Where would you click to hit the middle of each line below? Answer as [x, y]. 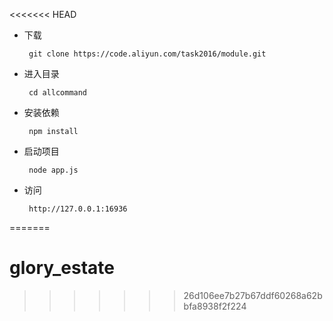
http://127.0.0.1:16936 [78, 209]
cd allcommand [58, 93]
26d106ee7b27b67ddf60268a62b [253, 295]
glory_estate [62, 268]
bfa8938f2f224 [215, 306]
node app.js [53, 170]
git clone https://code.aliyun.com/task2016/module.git [147, 54]
